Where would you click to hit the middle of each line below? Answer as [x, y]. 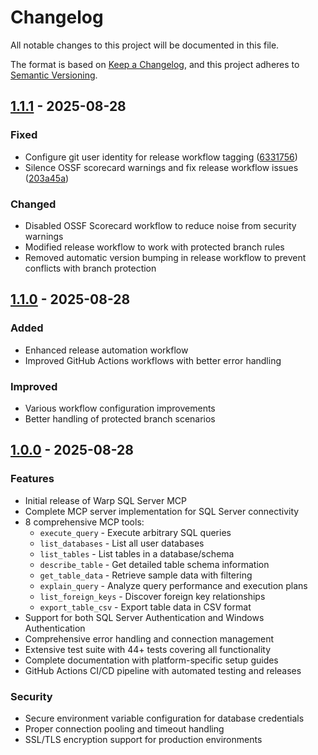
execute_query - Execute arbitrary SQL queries [135, 532]
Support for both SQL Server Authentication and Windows [144, 617]
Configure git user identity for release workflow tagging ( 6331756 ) [161, 157]
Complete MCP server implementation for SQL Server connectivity [162, 511]
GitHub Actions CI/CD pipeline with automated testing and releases [163, 670]
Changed [33, 204]
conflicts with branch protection [90, 268]
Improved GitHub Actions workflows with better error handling [153, 360]
